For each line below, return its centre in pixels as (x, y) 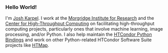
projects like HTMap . (27, 45)
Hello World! (21, 7)
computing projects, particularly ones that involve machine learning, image (84, 29)
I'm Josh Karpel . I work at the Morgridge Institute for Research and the (80, 18)
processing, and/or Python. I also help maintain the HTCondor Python (79, 35)
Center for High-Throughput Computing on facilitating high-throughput (80, 23)
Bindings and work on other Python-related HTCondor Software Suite (79, 40)
